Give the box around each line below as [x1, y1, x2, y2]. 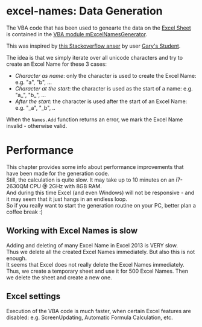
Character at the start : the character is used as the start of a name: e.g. [14, 84, 193, 92]
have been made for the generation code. [6, 170, 110, 177]
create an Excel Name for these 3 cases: [6, 60, 107, 68]
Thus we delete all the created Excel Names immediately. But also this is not [6, 248, 195, 255]
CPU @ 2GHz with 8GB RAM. [29, 182, 103, 189]
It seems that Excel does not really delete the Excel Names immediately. [6, 261, 185, 268]
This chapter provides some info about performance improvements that [6, 163, 184, 170]
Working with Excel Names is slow [6, 226, 137, 236]
